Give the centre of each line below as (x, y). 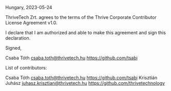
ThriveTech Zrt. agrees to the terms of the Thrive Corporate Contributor (81, 17)
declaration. (18, 38)
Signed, (13, 48)
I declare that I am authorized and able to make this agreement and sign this (85, 32)
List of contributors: (26, 68)
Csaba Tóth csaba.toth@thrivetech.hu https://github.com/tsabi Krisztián (81, 78)
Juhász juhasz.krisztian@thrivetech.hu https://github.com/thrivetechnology (85, 83)
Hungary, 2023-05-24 (29, 7)
